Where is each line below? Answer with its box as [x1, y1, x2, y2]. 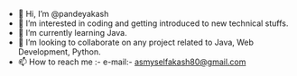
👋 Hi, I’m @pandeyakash [17, 9, 109, 19]
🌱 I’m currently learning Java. [17, 28, 128, 38]
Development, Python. [17, 46, 101, 57]
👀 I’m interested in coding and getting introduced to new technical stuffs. [17, 18, 289, 29]
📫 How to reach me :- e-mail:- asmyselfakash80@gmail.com [17, 56, 246, 67]
